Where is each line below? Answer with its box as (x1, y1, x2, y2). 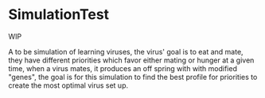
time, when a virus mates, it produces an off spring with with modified (8, 63, 237, 73)
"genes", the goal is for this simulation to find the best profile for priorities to (8, 72, 258, 81)
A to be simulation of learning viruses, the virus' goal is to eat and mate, (8, 47, 244, 56)
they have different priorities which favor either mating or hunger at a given (8, 55, 255, 65)
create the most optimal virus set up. (8, 81, 129, 90)
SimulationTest (8, 6, 110, 24)
